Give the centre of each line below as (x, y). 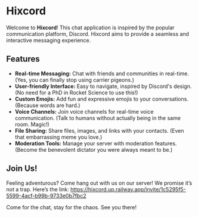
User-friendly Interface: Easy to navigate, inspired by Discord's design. (103, 86)
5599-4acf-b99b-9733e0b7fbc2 (46, 195)
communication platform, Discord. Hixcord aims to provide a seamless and (98, 33)
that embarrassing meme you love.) (58, 137)
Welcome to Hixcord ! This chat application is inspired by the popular (90, 27)
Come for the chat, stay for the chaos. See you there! (72, 207)
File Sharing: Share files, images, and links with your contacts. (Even (99, 130)
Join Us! (22, 169)
